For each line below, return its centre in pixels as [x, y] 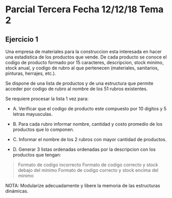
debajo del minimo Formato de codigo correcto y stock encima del [88, 170]
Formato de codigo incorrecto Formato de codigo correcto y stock [88, 165]
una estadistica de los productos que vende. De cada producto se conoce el [86, 57]
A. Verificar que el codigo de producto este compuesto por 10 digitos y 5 [90, 108]
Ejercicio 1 [22, 39]
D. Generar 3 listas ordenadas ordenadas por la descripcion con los [84, 149]
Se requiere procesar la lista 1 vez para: [47, 99]
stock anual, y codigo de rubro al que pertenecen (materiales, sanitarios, [82, 68]
